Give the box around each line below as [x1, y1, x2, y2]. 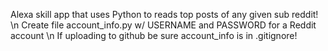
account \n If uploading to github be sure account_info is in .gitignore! [10, 30, 298, 41]
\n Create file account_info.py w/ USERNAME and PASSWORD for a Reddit [10, 19, 317, 31]
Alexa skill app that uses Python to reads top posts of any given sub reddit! [10, 9, 319, 20]
